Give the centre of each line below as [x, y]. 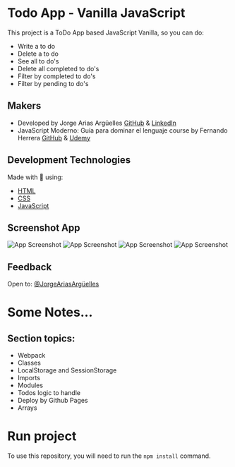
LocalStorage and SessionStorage [67, 370]
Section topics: [41, 338]
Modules [30, 385]
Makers [24, 106]
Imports [29, 378]
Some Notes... [50, 313]
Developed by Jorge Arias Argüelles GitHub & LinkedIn [97, 123]
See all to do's [38, 61]
